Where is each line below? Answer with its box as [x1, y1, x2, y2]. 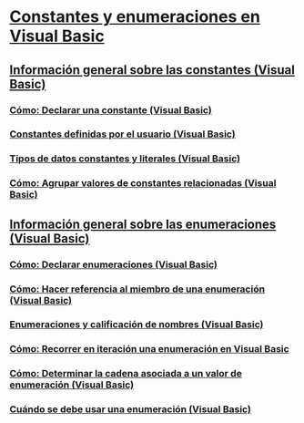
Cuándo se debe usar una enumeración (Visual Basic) [9, 403, 252, 416]
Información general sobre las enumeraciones [9, 216, 277, 232]
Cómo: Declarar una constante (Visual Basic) [9, 103, 212, 116]
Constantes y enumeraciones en [9, 6, 261, 27]
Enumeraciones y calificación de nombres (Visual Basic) [9, 318, 264, 331]
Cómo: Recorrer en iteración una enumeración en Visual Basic [9, 343, 289, 356]
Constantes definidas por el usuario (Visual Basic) [9, 128, 236, 140]
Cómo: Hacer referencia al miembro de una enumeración [9, 283, 266, 295]
